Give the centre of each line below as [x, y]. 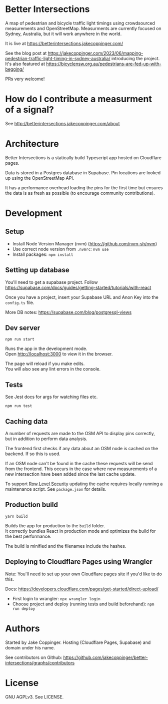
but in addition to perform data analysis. [46, 439]
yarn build [16, 516]
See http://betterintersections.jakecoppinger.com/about [62, 123]
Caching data [26, 421]
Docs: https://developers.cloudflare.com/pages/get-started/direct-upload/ [82, 589]
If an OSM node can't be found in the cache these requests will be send [79, 464]
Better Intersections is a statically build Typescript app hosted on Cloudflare [83, 157]
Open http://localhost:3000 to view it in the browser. [59, 354]
